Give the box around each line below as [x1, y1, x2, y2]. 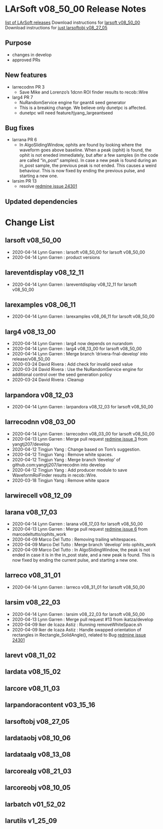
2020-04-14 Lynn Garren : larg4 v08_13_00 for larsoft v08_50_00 [12, 346, 142, 351]
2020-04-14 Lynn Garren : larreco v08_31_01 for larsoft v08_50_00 [12, 584, 145, 590]
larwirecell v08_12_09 [5, 492, 72, 500]
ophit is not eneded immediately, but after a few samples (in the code [19, 152, 159, 158]
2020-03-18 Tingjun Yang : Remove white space [12, 477, 109, 483]
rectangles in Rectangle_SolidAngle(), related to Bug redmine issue [12, 632, 146, 638]
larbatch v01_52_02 [5, 800, 66, 809]
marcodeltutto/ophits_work [12, 532, 67, 537]
